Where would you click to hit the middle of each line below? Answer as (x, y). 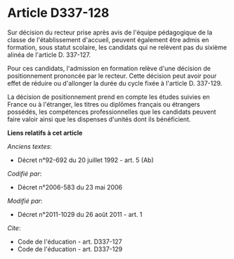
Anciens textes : (30, 146)
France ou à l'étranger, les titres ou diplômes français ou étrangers (104, 104)
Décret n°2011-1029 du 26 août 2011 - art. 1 (80, 214)
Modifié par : (25, 201)
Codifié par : (25, 173)
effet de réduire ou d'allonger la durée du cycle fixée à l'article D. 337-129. (115, 83)
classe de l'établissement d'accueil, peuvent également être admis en (108, 39)
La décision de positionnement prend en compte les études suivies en (109, 97)
